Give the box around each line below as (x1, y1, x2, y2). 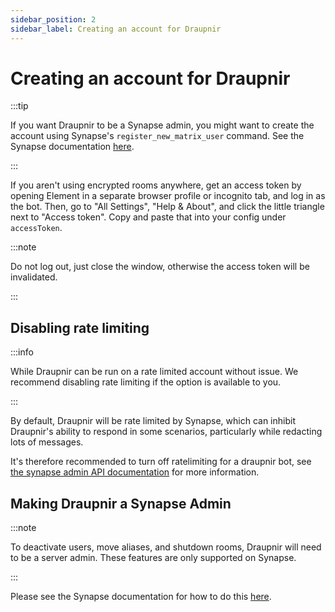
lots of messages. (10, 436, 84, 448)
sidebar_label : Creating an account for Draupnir (10, 24, 222, 34)
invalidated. (10, 271, 58, 283)
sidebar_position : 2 (10, 14, 97, 25)
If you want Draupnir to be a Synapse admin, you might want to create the (10, 119, 315, 131)
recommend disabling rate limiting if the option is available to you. (10, 376, 282, 388)
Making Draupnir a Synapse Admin (10, 495, 232, 512)
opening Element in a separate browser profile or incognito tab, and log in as (10, 190, 326, 202)
